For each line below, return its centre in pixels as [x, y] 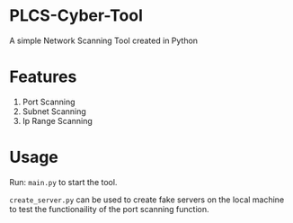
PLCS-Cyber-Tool [76, 16]
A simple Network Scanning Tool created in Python [104, 40]
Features [43, 77]
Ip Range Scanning [57, 120]
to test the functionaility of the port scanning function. [109, 209]
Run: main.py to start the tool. [63, 182]
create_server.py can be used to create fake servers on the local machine [147, 200]
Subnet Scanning [54, 111]
